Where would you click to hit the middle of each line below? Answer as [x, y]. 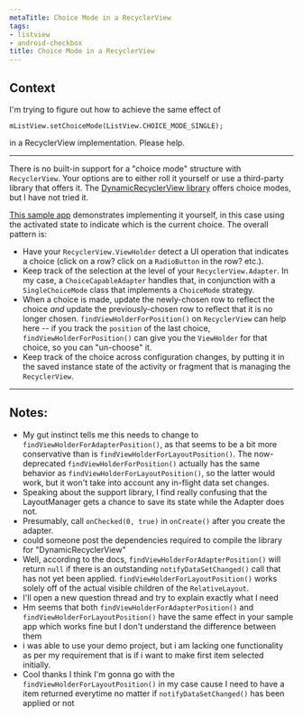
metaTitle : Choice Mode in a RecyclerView [90, 18]
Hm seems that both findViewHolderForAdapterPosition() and [138, 607]
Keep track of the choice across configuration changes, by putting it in [153, 356]
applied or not [48, 703]
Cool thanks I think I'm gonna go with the [99, 674]
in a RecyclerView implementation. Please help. [97, 142]
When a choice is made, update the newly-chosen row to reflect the [148, 299]
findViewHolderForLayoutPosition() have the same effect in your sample [158, 616]
